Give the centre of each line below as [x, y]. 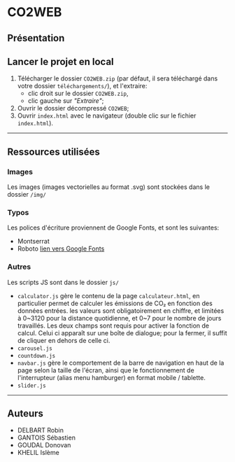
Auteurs [26, 414]
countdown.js [36, 356]
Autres [19, 267]
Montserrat [34, 241]
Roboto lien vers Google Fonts [61, 248]
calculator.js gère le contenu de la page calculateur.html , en [109, 295]
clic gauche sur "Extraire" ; [66, 101]
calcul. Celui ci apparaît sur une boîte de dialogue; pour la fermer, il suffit [122, 332]
